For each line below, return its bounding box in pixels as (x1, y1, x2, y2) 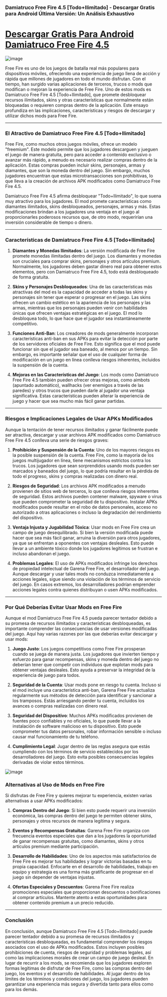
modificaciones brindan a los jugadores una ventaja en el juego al (5, 209, 140, 215)
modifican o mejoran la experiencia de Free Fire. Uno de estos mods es (5, 86, 152, 92)
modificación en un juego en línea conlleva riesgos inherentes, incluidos (12, 357, 161, 363)
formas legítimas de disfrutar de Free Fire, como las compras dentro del (5, 965, 153, 971)
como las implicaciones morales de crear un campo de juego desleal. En (5, 954, 154, 961)
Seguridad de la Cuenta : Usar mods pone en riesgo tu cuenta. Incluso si (12, 682, 162, 688)
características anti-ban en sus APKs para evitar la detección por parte (12, 336, 158, 342)
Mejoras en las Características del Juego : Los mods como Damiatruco (12, 372, 159, 378)
